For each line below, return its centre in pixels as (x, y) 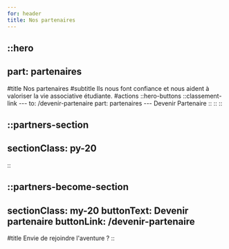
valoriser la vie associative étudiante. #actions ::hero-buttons (94, 96)
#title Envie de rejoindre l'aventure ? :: (61, 238)
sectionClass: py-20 (52, 149)
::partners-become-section (68, 187)
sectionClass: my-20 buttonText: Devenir (98, 211)
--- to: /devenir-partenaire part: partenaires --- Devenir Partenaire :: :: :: (120, 103)
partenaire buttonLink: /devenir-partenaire (101, 222)
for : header (24, 14)
